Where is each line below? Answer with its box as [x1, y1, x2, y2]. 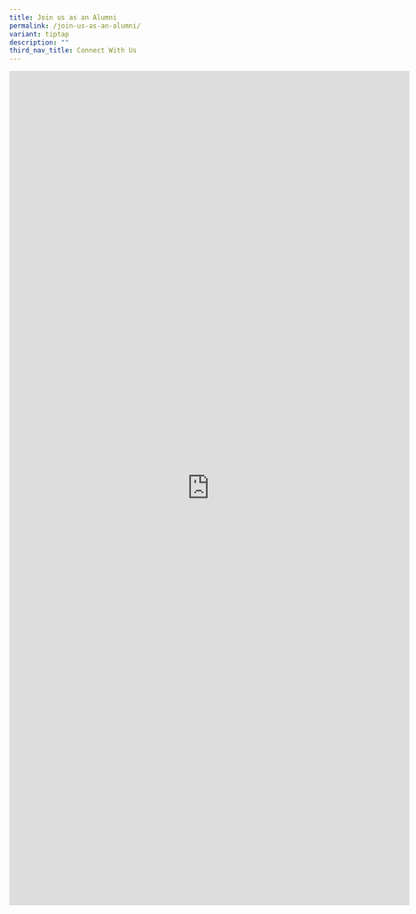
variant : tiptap [9, 29, 69, 38]
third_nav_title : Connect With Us [9, 46, 138, 55]
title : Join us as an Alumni [9, 12, 117, 22]
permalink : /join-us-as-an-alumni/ [9, 21, 141, 30]
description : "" [9, 37, 69, 47]
